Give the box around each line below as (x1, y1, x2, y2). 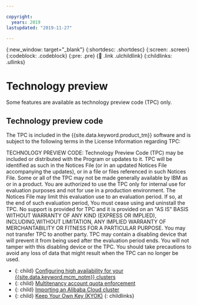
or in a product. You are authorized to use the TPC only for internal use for (6, 181, 186, 188)
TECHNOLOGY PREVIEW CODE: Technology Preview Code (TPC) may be (6, 149, 184, 156)
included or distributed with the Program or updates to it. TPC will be (6, 156, 172, 163)
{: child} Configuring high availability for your (14, 267, 123, 274)
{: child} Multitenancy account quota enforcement (14, 280, 136, 287)
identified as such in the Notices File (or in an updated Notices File (6, 162, 168, 169)
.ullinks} (6, 58, 25, 65)
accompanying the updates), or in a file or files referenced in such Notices (6, 168, 186, 175)
